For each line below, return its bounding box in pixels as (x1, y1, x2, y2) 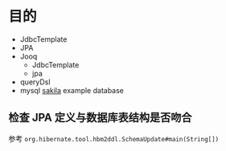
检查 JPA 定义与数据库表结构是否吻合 (8, 111, 192, 124)
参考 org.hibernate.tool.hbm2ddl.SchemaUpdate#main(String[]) (8, 133, 220, 143)
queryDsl (19, 77, 51, 87)
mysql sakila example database (19, 85, 125, 95)
